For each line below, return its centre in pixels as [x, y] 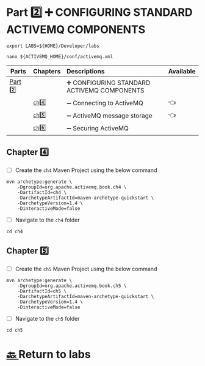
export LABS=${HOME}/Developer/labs [53, 46]
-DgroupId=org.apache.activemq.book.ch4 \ [72, 187]
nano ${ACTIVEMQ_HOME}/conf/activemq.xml [60, 56]
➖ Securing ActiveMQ [98, 129]
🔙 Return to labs [49, 354]
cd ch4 [15, 231]
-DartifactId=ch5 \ [42, 291]
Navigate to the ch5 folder [47, 318]
